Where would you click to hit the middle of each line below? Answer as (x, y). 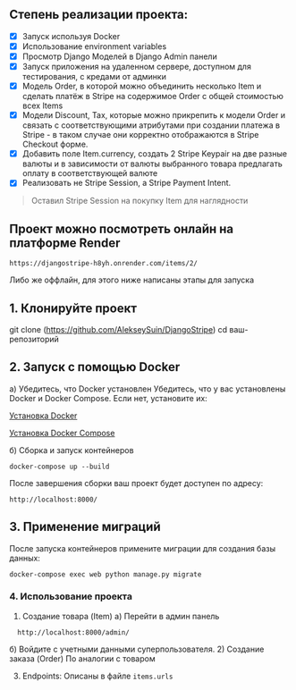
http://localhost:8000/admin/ (73, 632)
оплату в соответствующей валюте (90, 173)
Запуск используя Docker (71, 36)
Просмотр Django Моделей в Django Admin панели (119, 56)
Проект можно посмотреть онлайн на (122, 228)
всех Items (42, 105)
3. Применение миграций (85, 527)
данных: (25, 558)
